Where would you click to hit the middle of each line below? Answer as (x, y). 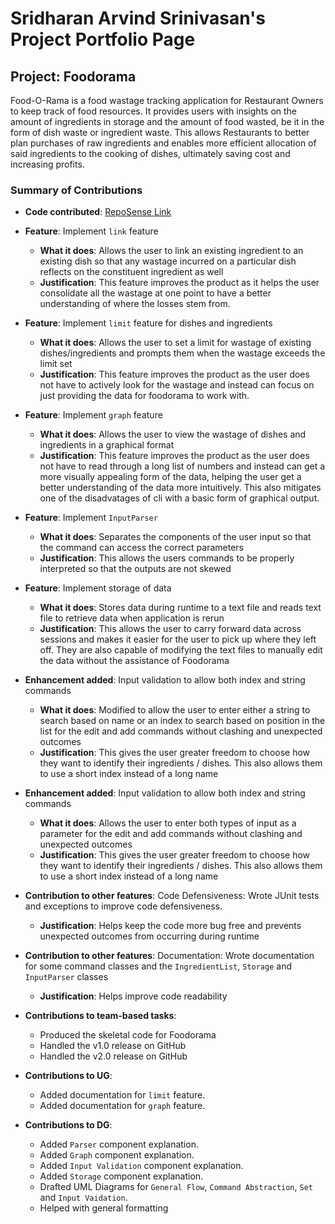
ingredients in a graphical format (107, 445)
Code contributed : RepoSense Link (98, 212)
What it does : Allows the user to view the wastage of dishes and (173, 434)
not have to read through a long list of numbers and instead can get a (182, 466)
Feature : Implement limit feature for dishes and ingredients (148, 323)
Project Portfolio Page (103, 39)
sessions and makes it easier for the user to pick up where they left (178, 639)
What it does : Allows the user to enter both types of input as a (168, 823)
